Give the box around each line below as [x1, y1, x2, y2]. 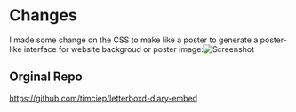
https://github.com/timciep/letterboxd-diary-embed [9, 93, 198, 103]
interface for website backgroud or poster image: [23, 43, 204, 54]
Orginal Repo [9, 70, 83, 85]
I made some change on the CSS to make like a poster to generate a [9, 34, 259, 45]
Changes [9, 5, 77, 26]
